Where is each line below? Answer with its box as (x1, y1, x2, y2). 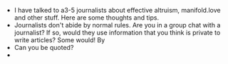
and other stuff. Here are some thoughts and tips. (14, 13, 159, 22)
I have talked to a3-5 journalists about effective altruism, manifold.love (14, 6, 221, 14)
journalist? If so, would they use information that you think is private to (14, 28, 221, 37)
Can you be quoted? (14, 44, 74, 51)
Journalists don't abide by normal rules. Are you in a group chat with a (14, 21, 221, 29)
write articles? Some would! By (14, 36, 105, 44)
